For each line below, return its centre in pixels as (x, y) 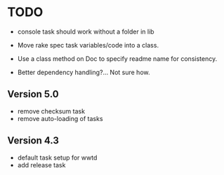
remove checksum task (51, 111)
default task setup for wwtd (57, 157)
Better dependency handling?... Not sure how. (84, 72)
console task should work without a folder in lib (86, 31)
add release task (41, 164)
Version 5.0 (33, 94)
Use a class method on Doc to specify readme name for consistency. (117, 58)
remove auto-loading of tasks (60, 118)
